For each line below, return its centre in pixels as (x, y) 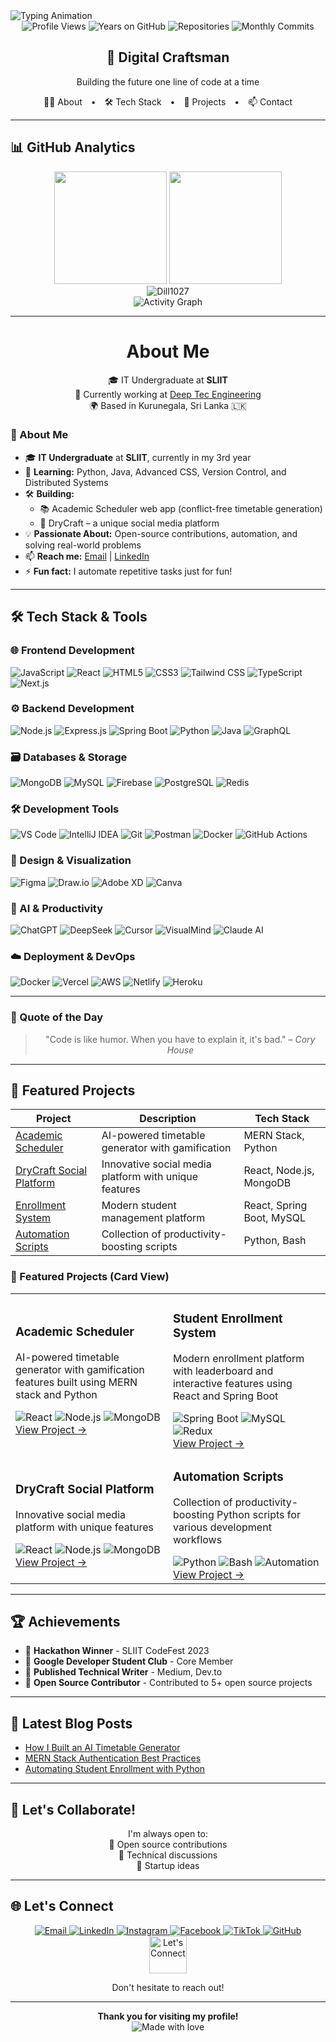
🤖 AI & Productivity (57, 908)
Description (168, 1119)
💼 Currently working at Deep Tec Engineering (168, 394)
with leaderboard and (223, 1371)
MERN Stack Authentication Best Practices (113, 1758)
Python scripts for (258, 1514)
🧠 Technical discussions (168, 1855)
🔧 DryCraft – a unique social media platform (129, 523)
